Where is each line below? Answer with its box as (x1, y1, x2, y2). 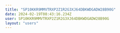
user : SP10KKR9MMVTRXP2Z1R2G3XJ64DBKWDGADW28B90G (5, 16, 110, 21)
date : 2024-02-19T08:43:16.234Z (5, 12, 72, 16)
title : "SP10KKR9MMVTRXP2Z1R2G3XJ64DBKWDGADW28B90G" (5, 7, 116, 12)
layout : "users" (5, 20, 39, 26)
